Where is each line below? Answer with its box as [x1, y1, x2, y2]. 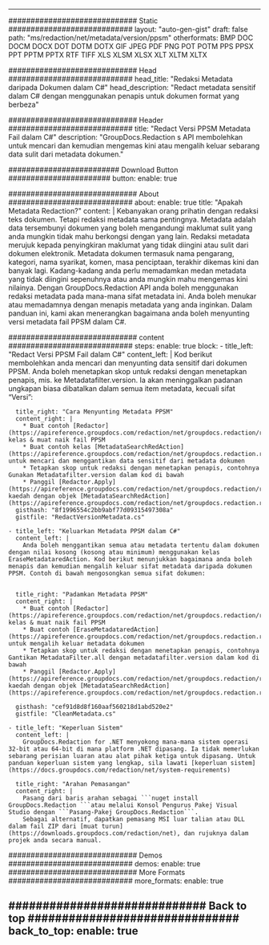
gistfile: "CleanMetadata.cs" [15, 710, 116, 718]
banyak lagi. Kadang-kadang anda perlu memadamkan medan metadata [8, 266, 247, 275]
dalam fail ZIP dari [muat [8, 822, 98, 830]
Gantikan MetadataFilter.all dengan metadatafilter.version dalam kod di [8, 654, 260, 662]
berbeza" [8, 100, 39, 109]
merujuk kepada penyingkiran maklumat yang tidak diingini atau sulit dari [8, 240, 249, 250]
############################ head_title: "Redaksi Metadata [8, 74, 234, 84]
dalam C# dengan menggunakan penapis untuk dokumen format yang [8, 92, 240, 100]
